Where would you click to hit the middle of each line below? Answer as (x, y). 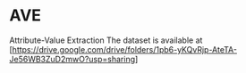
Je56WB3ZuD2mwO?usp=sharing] (74, 59)
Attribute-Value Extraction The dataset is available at (106, 40)
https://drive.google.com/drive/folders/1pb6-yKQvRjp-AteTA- (124, 49)
